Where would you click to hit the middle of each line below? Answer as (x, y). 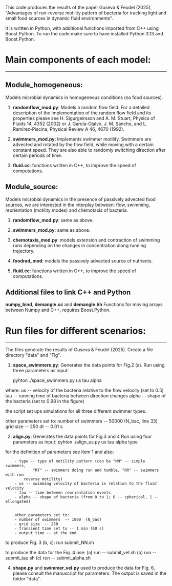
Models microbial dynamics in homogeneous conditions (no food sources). (84, 97)
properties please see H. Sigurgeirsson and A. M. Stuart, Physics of (84, 118)
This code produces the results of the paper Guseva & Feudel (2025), (79, 7)
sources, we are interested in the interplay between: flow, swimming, (78, 205)
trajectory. (24, 251)
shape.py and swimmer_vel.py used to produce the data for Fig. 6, (84, 568)
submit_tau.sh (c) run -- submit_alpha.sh (48, 558)
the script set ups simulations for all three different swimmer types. (76, 411)
